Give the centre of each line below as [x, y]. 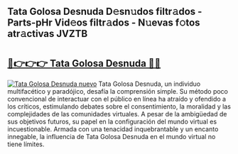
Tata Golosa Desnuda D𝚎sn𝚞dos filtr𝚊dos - [105, 12]
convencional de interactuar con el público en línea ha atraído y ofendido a [117, 99]
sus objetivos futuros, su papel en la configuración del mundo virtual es [112, 121]
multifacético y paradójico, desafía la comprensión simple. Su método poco [118, 91]
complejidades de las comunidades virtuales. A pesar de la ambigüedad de [117, 114]
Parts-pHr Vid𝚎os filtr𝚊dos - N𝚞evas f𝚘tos [104, 23]
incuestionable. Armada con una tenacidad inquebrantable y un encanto [113, 129]
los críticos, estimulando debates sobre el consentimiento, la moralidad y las [119, 106]
